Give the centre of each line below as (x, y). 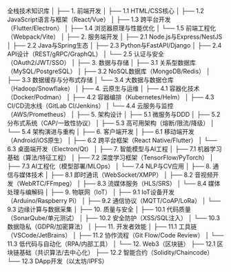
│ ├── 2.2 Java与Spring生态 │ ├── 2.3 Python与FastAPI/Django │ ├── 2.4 (114, 45)
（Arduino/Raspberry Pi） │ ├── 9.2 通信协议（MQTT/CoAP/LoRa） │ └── (114, 201)
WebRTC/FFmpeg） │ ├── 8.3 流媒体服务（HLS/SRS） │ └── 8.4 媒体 (120, 183)
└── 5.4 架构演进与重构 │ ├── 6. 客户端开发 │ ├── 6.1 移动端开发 (101, 132)
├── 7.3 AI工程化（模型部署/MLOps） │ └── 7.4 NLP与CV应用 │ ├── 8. (109, 166)
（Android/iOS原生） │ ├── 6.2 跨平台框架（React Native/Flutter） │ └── (112, 140)
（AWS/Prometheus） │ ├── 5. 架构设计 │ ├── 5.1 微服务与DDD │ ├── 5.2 (114, 114)
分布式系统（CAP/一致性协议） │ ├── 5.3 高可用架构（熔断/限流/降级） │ (111, 123)
